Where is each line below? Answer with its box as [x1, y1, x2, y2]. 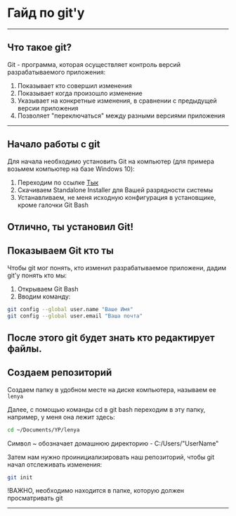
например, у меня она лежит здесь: [7, 413, 116, 421]
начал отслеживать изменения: [7, 460, 103, 469]
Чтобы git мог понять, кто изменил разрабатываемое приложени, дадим [7, 263, 227, 272]
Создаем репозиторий [7, 367, 112, 379]
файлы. [7, 343, 42, 355]
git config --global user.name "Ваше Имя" [7, 306, 133, 313]
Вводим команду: [17, 292, 71, 301]
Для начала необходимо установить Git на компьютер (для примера [7, 157, 214, 165]
